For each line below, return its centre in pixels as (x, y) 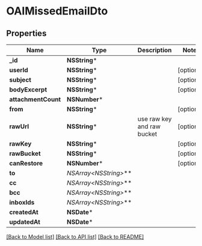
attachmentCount (35, 99)
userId (19, 70)
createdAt (24, 212)
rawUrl (19, 126)
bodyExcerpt (28, 90)
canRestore (26, 163)
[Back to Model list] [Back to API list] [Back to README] (75, 237)
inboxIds (22, 202)
